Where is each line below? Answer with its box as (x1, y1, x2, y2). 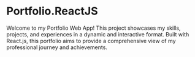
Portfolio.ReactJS (6, 4, 98, 18)
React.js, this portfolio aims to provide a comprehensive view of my (6, 37, 176, 44)
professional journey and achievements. (6, 44, 107, 51)
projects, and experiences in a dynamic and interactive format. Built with (6, 30, 189, 38)
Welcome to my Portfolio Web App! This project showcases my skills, (6, 24, 181, 32)
